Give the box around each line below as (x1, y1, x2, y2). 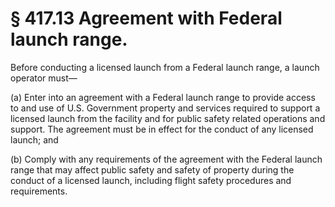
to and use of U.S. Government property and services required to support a (10, 102, 321, 114)
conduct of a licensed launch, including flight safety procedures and (10, 174, 292, 186)
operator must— (10, 72, 78, 84)
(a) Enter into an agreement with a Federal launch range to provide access (10, 91, 316, 103)
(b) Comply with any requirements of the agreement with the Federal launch (10, 153, 323, 165)
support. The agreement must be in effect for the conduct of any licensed (10, 123, 314, 135)
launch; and (10, 133, 59, 146)
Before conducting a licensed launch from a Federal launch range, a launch (10, 61, 320, 73)
